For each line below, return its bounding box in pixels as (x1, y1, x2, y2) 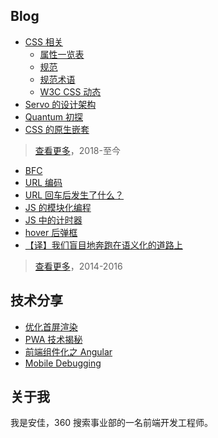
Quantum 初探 (24, 110, 83, 123)
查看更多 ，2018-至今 (34, 144, 121, 156)
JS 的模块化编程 (24, 201, 92, 213)
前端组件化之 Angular (24, 345, 113, 358)
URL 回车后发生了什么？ (24, 189, 125, 201)
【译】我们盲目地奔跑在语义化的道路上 (24, 239, 183, 251)
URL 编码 (24, 176, 63, 188)
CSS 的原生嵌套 (24, 123, 90, 135)
